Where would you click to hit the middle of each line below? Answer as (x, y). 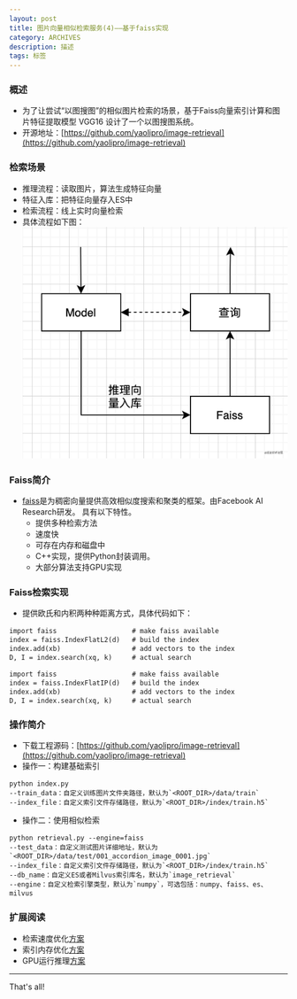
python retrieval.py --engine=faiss (76, 838)
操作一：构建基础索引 (61, 766)
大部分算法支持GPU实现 (78, 567)
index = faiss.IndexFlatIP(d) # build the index (104, 683)
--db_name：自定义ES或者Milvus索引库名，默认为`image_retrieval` (122, 875)
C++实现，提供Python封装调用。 (95, 556)
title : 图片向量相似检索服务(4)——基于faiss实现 (89, 28)
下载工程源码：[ (50, 746)
